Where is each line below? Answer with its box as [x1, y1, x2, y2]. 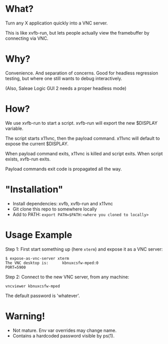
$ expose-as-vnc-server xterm [5, 256, 70, 261]
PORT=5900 [5, 264, 26, 270]
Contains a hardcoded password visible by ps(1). [12, 332, 115, 339]
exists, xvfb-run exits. [5, 156, 51, 162]
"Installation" [5, 184, 63, 195]
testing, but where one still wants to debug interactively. [5, 75, 123, 82]
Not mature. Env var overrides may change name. [12, 327, 117, 333]
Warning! [5, 310, 45, 322]
